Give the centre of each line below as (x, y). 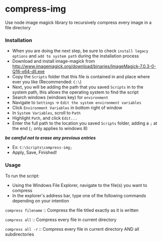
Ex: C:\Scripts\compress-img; (42, 148)
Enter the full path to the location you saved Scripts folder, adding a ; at (85, 123)
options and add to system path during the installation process (75, 56)
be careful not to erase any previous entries (51, 138)
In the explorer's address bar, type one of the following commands (79, 195)
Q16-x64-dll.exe (28, 72)
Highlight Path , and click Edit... (45, 118)
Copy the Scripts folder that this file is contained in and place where (81, 77)
